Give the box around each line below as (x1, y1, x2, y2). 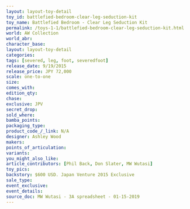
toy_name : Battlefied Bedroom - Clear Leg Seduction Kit (6, 19, 148, 25)
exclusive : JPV (6, 101, 43, 107)
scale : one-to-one (6, 74, 51, 80)
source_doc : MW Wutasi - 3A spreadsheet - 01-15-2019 (6, 194, 140, 200)
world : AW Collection (6, 30, 59, 36)
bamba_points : (6, 118, 41, 124)
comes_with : (6, 85, 35, 91)
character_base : (6, 42, 46, 47)
